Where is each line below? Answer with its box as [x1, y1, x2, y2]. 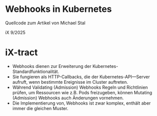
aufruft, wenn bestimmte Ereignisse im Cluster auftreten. [12, 79, 128, 85]
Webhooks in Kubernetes [5, 3, 112, 15]
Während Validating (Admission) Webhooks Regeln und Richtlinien [12, 84, 148, 90]
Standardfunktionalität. [12, 68, 60, 74]
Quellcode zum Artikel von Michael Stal [5, 20, 85, 26]
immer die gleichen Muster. [12, 105, 69, 111]
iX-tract [5, 47, 38, 58]
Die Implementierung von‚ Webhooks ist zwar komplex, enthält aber [12, 100, 151, 106]
